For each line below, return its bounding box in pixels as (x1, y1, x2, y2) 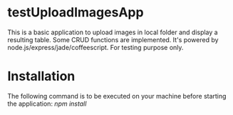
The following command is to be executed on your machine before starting (7, 91, 227, 100)
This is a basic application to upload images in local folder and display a (7, 28, 219, 36)
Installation (7, 69, 76, 84)
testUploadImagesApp (7, 4, 144, 21)
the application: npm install (7, 99, 87, 108)
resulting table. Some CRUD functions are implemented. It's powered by (7, 35, 219, 44)
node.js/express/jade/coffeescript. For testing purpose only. (7, 43, 184, 51)
